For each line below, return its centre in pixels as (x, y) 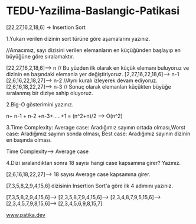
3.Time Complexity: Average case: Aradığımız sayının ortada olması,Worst (96, 127)
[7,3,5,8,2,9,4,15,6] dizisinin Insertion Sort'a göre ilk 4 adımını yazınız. (90, 186)
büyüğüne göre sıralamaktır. (40, 56)
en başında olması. (29, 139)
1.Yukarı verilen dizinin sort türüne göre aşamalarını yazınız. (78, 38)
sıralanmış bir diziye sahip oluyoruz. (50, 93)
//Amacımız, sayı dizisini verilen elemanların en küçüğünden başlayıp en (94, 50)
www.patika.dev (26, 215)
